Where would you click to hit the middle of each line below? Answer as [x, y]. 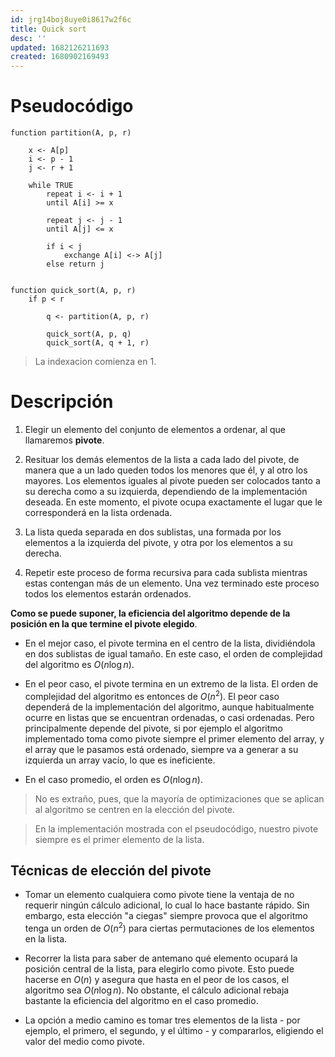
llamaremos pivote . [64, 440]
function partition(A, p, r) [71, 133]
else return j [75, 264]
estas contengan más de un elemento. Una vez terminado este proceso [172, 583]
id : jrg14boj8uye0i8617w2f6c [71, 19]
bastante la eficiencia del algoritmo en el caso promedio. [141, 1001]
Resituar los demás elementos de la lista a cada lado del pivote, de [162, 459]
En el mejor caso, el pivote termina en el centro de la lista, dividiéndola [170, 643]
